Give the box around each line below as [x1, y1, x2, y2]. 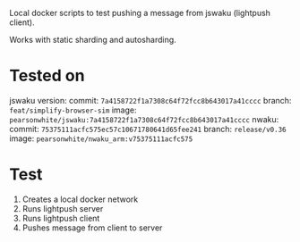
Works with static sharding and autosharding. [9, 35, 176, 45]
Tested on [9, 66, 85, 86]
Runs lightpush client [21, 213, 100, 223]
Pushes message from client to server [21, 222, 163, 233]
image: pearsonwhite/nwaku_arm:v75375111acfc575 [9, 133, 193, 144]
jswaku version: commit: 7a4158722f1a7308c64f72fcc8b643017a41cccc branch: [9, 95, 292, 105]
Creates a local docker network [21, 194, 139, 204]
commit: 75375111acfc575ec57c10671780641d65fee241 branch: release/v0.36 [9, 123, 287, 134]
